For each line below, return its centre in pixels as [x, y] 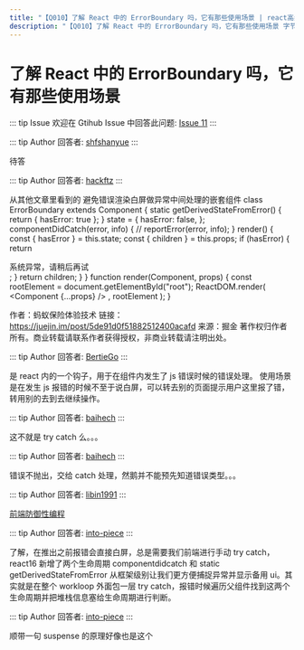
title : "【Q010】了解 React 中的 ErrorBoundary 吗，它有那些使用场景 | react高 [152, 18]
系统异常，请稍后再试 [49, 267]
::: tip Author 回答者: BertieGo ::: [69, 357]
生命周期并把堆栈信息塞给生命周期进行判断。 [93, 598]
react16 [24, 564]
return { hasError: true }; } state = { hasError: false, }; [107, 220]
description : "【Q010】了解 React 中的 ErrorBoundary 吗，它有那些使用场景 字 [150, 26]
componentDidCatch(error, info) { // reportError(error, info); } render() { [142, 229]
